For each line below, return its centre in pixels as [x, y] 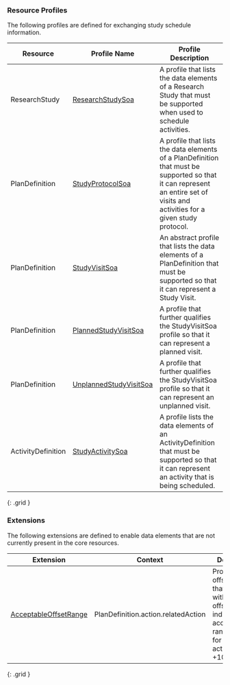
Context [150, 559]
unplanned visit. [185, 406]
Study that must [185, 95]
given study [178, 218]
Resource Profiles [37, 10]
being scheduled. [188, 486]
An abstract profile [190, 237]
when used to [181, 113]
